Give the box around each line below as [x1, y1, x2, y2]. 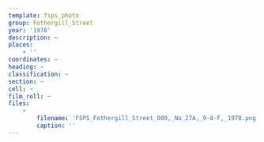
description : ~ [8, 33, 58, 42]
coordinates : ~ [8, 56, 58, 64]
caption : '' [36, 121, 77, 129]
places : [8, 41, 34, 49]
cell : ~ [8, 84, 34, 93]
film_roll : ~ [8, 92, 51, 100]
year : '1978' [8, 26, 51, 34]
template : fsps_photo [8, 11, 80, 20]
